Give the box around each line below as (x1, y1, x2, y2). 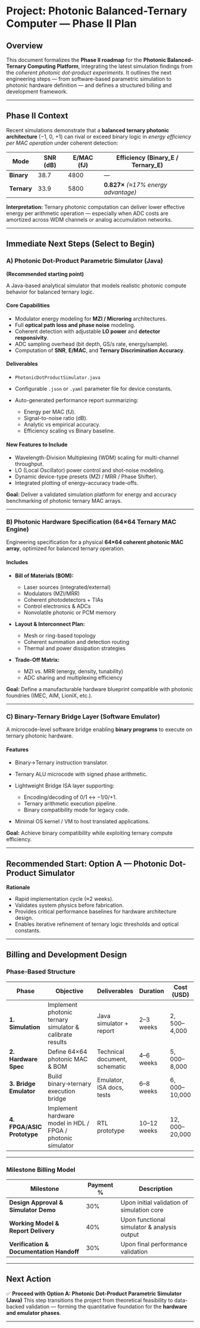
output (120, 1230, 139, 1239)
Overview (6, 41, 43, 51)
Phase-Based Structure (6, 968, 76, 976)
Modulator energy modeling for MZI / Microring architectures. (14, 315, 167, 322)
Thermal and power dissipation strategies (23, 645, 126, 652)
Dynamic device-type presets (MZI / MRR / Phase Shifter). (14, 473, 158, 480)
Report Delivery (9, 1226, 55, 1234)
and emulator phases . (6, 1309, 61, 1316)
